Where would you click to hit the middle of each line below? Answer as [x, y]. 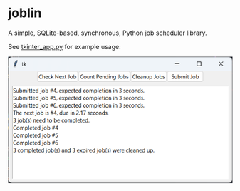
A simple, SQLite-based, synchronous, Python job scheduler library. [108, 33]
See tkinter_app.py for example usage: [64, 46]
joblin [25, 13]
